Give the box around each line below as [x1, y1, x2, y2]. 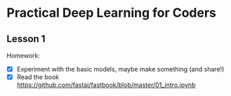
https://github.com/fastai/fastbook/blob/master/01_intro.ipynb [16, 81, 196, 89]
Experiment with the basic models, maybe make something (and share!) [16, 65, 225, 73]
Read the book [16, 73, 60, 81]
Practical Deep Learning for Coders [6, 5, 217, 21]
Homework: [6, 51, 40, 60]
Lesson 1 [6, 33, 46, 45]
